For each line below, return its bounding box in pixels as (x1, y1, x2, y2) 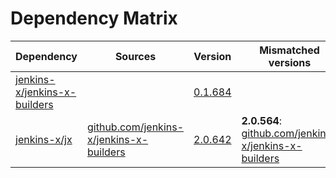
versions (268, 55, 312, 69)
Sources (114, 49, 157, 63)
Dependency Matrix (10, 7, 178, 30)
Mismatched (259, 43, 320, 57)
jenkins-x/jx (15, 132, 73, 146)
